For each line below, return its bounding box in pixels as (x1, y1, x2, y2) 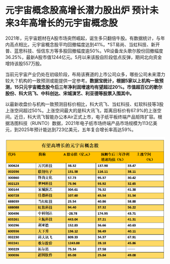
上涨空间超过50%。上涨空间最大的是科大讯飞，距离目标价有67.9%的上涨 (5, 107, 157, 113)
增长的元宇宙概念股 (38, 17, 118, 29)
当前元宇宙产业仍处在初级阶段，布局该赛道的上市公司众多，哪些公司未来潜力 (5, 71, 165, 77)
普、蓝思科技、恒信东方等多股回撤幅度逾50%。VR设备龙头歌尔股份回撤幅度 (5, 48, 163, 54)
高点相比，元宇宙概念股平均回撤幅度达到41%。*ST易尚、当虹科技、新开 (9, 41, 160, 47)
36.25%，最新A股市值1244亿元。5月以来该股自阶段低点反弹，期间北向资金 (5, 54, 162, 60)
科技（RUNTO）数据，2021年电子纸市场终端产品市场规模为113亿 (18, 120, 153, 126)
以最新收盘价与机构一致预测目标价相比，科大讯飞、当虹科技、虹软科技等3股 (5, 101, 164, 107)
